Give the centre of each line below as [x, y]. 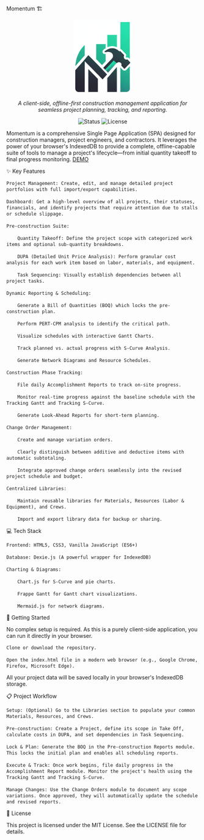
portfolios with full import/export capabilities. [72, 190]
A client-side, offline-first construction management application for [103, 103]
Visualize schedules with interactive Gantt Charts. [86, 336]
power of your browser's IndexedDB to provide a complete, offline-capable [101, 147]
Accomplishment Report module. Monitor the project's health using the [99, 772]
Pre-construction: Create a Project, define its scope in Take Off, [95, 729]
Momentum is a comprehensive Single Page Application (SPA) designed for [101, 134]
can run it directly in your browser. [49, 636]
